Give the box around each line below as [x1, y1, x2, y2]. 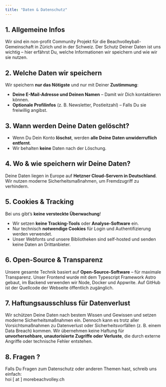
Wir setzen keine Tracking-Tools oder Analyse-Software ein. [12, 220, 139, 226]
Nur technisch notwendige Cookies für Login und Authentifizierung [12, 226, 151, 232]
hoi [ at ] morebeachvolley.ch [5, 377, 65, 383]
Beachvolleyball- [107, 39, 141, 45]
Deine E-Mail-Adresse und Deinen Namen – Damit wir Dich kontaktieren [12, 92, 161, 97]
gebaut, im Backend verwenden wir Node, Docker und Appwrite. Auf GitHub [5, 279, 161, 285]
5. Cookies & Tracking [5, 197, 74, 206]
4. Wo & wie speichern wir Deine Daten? [5, 159, 131, 168]
